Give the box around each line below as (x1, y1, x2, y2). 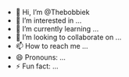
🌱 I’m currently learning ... (15, 24, 99, 33)
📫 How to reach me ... (15, 42, 88, 50)
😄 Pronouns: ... (15, 53, 66, 62)
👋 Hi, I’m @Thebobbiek (15, 8, 90, 16)
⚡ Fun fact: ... (15, 61, 59, 71)
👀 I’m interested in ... (15, 16, 82, 25)
